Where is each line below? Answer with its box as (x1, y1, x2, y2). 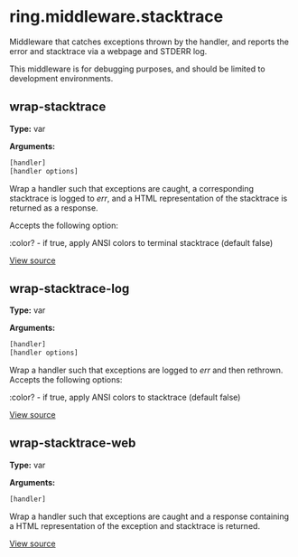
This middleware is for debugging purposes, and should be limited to (9, 63, 265, 74)
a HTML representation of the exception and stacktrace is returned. (9, 520, 260, 531)
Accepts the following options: (9, 374, 123, 385)
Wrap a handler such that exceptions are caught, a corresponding (9, 183, 255, 194)
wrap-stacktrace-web (9, 436, 136, 451)
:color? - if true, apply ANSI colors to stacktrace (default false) (9, 392, 241, 403)
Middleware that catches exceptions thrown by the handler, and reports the (9, 36, 290, 47)
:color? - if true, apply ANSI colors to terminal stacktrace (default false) (9, 237, 274, 248)
